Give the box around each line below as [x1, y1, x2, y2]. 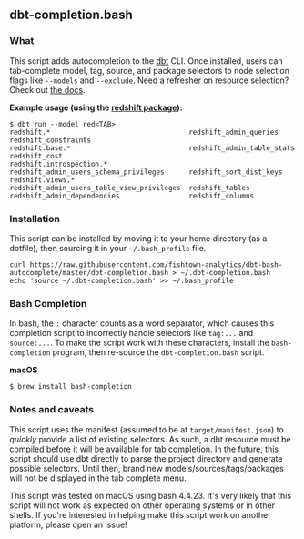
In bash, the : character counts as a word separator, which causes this [9, 318, 275, 329]
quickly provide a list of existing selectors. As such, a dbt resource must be [9, 433, 291, 444]
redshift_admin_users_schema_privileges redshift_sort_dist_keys [9, 168, 283, 177]
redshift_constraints [9, 136, 92, 145]
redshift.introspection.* [9, 159, 107, 168]
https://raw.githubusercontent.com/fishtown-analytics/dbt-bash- [29, 259, 283, 269]
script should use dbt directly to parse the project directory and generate [9, 453, 283, 463]
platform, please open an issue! [9, 519, 127, 530]
